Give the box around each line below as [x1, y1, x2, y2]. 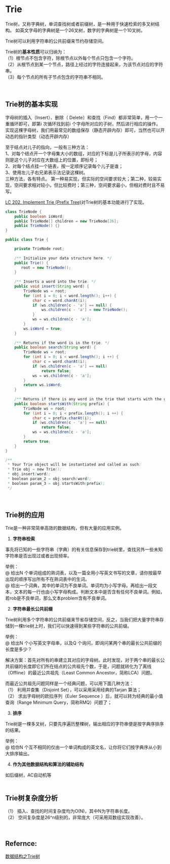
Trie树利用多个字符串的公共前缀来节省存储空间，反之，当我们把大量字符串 [5, 617, 160, 623]
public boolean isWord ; [14, 214, 65, 219]
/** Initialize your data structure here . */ [14, 255, 112, 261]
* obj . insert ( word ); [7, 472, 51, 477]
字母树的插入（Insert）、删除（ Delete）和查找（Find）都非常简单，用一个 [5, 114, 158, 120]
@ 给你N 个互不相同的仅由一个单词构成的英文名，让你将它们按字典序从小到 [5, 744, 162, 750]
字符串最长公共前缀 [12, 606, 53, 612]
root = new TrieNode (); [21, 265, 71, 270]
